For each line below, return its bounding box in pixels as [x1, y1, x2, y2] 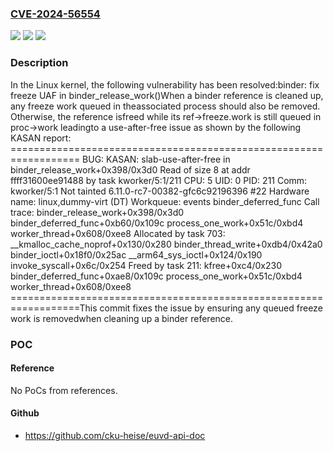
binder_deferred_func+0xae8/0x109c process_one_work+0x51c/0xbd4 [10, 270, 303, 282]
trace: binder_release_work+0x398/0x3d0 [10, 206, 185, 218]
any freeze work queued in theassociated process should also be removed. [10, 100, 321, 112]
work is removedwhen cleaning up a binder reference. [10, 312, 234, 324]
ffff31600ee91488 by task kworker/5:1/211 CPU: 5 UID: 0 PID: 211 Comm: [10, 174, 308, 186]
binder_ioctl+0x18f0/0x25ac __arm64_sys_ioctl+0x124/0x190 [10, 248, 263, 261]
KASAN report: [10, 132, 72, 144]
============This [10, 302, 98, 314]
